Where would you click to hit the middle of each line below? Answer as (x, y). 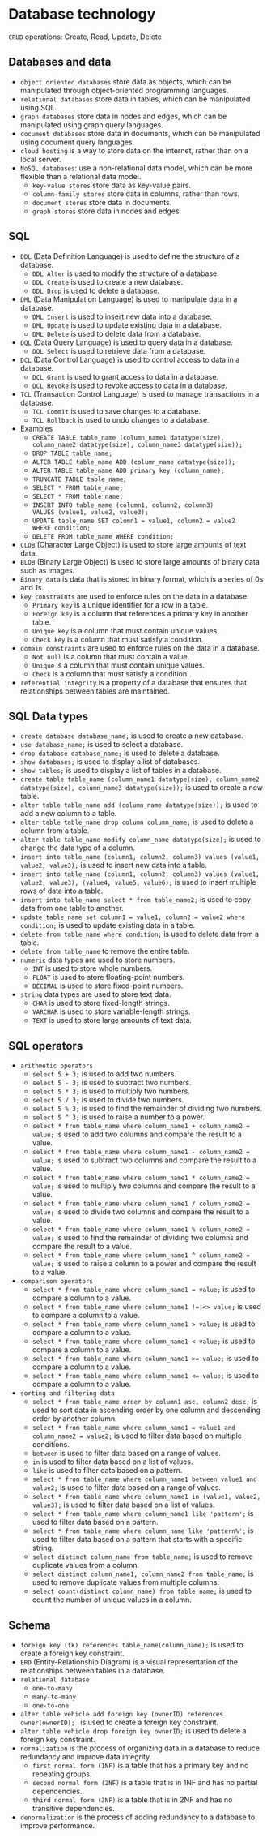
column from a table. (55, 831)
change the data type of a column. (78, 848)
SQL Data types (49, 716)
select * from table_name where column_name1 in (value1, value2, (146, 1497)
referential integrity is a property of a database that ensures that (133, 682)
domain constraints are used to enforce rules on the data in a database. (140, 648)
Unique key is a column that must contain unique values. (126, 630)
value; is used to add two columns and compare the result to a (137, 1134)
